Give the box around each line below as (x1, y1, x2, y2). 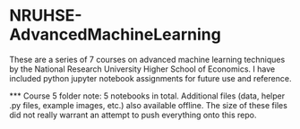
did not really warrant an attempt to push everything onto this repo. (9, 109, 257, 120)
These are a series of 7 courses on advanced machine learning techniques (9, 54, 286, 64)
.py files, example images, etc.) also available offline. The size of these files (9, 99, 288, 110)
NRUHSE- (9, 5, 82, 26)
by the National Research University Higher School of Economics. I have (9, 64, 276, 74)
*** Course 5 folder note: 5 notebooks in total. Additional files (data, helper (9, 90, 285, 101)
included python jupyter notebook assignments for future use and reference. (9, 73, 292, 83)
